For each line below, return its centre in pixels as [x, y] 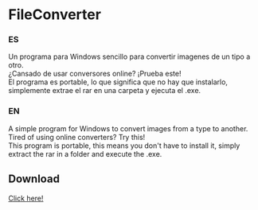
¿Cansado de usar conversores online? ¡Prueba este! [95, 74]
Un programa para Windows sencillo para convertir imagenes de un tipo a [129, 56]
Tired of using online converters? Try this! [77, 137]
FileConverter [55, 15]
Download [34, 179]
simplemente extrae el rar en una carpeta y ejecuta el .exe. [105, 91]
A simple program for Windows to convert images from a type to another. [128, 128]
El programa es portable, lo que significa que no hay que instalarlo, [118, 82]
